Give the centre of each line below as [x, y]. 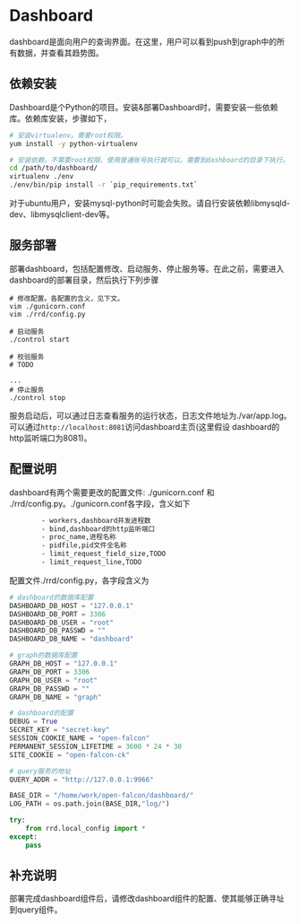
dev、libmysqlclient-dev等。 [62, 214]
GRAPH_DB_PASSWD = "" [50, 689]
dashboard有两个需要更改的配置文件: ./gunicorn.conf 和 [112, 492]
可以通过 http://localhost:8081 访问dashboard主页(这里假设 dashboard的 [145, 426]
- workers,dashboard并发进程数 [96, 520]
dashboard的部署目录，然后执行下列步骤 [84, 280]
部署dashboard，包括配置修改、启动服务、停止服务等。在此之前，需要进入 [147, 268]
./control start [39, 339]
